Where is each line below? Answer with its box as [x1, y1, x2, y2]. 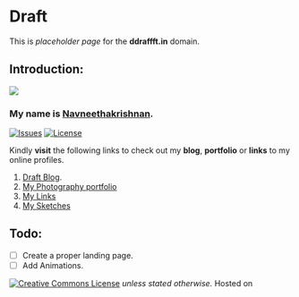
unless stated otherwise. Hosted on [122, 277, 253, 288]
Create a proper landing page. [21, 250, 134, 260]
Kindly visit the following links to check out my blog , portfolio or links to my [9, 145, 291, 156]
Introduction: [9, 62, 84, 77]
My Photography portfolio [21, 182, 117, 192]
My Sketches [21, 200, 72, 211]
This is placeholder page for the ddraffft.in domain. [9, 36, 200, 47]
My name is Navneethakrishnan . [9, 107, 154, 120]
